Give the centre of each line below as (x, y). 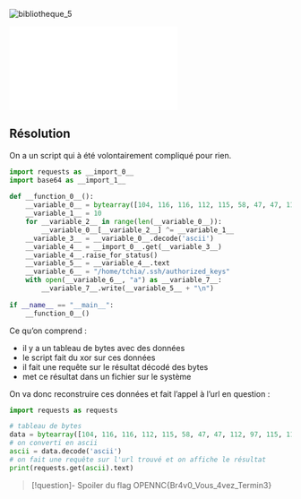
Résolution (40, 134)
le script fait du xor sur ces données (89, 357)
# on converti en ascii (54, 443)
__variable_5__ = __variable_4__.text (98, 263)
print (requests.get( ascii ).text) (72, 468)
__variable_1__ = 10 (64, 214)
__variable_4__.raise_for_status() (92, 255)
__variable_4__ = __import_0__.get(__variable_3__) (124, 246)
